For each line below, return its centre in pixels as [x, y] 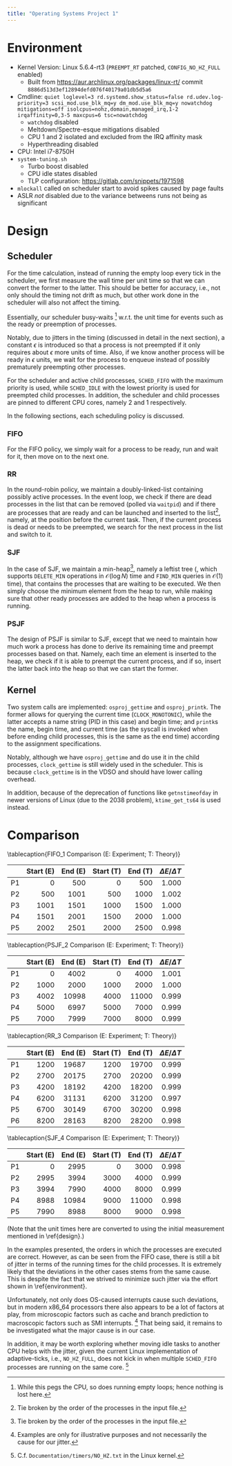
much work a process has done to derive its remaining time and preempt [110, 646]
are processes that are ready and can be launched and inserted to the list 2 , [114, 512]
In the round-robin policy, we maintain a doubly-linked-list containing [105, 489]
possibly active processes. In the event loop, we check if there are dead [109, 496]
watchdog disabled [53, 122]
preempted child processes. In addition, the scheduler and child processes [113, 395]
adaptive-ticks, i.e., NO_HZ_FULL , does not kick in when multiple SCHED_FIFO [112, 1359]
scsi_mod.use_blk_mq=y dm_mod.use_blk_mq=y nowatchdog [132, 103]
